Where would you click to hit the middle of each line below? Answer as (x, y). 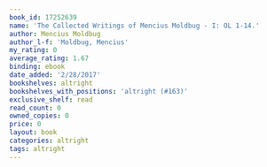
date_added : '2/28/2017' (55, 75)
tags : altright (37, 148)
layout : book (33, 133)
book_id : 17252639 (43, 17)
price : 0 (25, 125)
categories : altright (49, 140)
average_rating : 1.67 (49, 58)
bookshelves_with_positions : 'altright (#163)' (99, 91)
